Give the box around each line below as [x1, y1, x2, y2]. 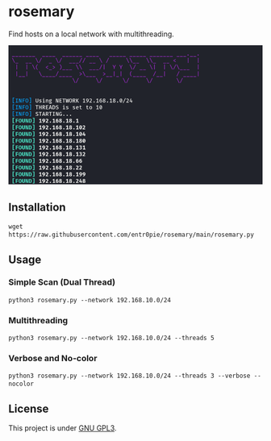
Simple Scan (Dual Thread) [8, 277, 116, 288]
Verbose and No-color [8, 353, 98, 364]
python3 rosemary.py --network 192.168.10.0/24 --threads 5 [8, 334, 215, 343]
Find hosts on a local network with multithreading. [8, 29, 175, 39]
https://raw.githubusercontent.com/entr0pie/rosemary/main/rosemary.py [8, 231, 254, 239]
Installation [8, 200, 66, 214]
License [8, 401, 49, 415]
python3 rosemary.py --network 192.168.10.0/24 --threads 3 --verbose [8, 372, 251, 381]
